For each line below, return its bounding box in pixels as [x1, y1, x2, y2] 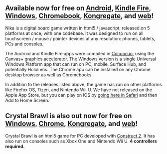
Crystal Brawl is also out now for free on [5, 112, 132, 120]
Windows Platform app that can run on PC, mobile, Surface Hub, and [5, 61, 146, 67]
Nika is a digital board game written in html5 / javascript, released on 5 [5, 25, 150, 31]
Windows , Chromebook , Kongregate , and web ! [5, 12, 154, 20]
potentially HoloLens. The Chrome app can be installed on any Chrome [5, 66, 151, 72]
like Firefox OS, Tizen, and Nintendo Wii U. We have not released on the [5, 87, 153, 93]
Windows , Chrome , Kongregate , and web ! [5, 120, 138, 128]
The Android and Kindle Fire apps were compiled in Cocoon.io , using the [5, 50, 155, 56]
